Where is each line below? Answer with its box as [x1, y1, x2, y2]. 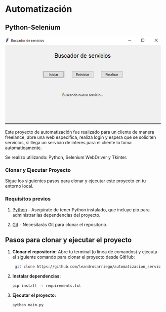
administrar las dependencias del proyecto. [12, 212, 101, 218]
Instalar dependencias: [12, 273, 61, 279]
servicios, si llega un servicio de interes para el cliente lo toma [5, 140, 132, 146]
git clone [14, 264, 35, 270]
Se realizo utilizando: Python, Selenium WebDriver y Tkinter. [5, 155, 127, 160]
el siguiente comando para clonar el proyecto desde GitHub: [12, 254, 135, 260]
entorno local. [5, 183, 34, 189]
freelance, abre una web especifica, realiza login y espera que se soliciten [5, 134, 157, 140]
